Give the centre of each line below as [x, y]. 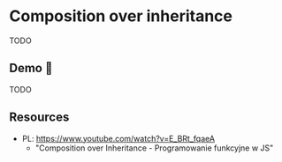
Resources [39, 118]
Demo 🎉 [31, 68]
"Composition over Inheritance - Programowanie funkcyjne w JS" [154, 148]
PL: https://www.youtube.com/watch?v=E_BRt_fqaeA [118, 138]
